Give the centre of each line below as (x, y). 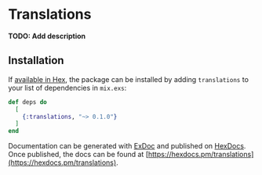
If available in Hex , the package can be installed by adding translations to (129, 79)
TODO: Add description (47, 36)
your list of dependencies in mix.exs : (67, 87)
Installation (36, 61)
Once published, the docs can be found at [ (78, 155)
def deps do (27, 102)
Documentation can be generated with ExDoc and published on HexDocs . (127, 146)
